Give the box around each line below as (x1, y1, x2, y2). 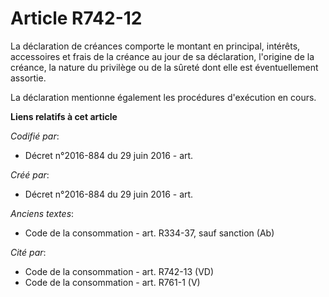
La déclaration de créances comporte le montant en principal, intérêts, (10, 40, 301, 52)
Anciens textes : (10, 207, 75, 219)
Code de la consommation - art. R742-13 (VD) (24, 265, 215, 277)
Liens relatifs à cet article (10, 110, 118, 122)
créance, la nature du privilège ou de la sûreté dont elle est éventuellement (10, 61, 319, 73)
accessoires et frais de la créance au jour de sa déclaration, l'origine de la (10, 50, 315, 62)
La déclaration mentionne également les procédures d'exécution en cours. (10, 91, 317, 103)
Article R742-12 (10, 7, 143, 30)
